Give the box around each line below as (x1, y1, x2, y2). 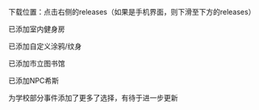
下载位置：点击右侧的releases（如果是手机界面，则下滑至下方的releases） (8, 7, 256, 16)
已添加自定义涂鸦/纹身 (8, 41, 82, 51)
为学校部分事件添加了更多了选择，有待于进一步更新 (8, 93, 178, 103)
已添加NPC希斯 (8, 76, 59, 85)
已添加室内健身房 (8, 24, 65, 34)
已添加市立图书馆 (8, 59, 65, 68)
